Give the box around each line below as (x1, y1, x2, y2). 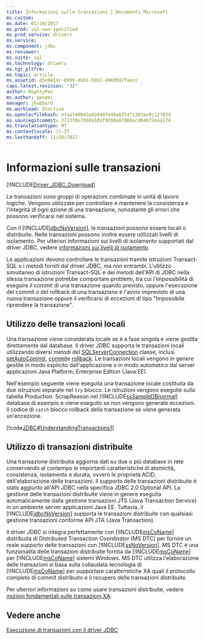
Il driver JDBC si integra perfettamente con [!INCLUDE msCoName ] (6, 528, 174, 536)
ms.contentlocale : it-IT (6, 129, 70, 135)
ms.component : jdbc (6, 43, 56, 50)
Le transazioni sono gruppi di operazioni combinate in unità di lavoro (6, 192, 179, 200)
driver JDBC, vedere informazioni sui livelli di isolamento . (6, 243, 150, 251)
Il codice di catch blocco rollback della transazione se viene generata (6, 406, 181, 413)
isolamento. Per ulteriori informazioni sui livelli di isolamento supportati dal (6, 237, 194, 244)
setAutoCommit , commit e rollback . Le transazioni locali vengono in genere (6, 355, 194, 362)
